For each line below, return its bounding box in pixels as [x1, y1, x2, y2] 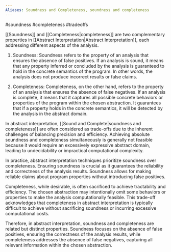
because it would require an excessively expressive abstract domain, [5, 142, 151, 148]
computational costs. [5, 210, 50, 216]
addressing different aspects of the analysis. [5, 42, 99, 48]
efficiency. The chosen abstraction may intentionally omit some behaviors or [5, 189, 166, 195]
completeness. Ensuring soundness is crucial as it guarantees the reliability [5, 162, 164, 169]
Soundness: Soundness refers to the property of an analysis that [12, 52, 149, 58]
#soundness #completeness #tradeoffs [5, 21, 88, 27]
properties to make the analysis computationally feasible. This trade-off [5, 194, 156, 200]
